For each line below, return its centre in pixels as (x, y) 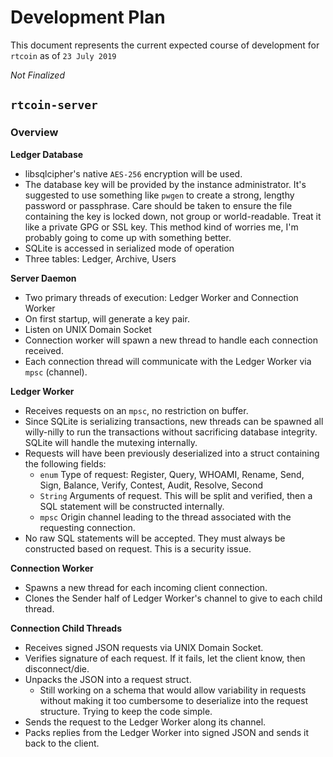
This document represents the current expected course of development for (165, 45)
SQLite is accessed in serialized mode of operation (129, 248)
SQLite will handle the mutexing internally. (111, 442)
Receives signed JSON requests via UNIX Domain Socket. (144, 647)
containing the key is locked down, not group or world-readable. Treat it (173, 216)
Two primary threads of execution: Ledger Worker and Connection (161, 297)
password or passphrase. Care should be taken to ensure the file (158, 205)
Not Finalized (37, 75)
